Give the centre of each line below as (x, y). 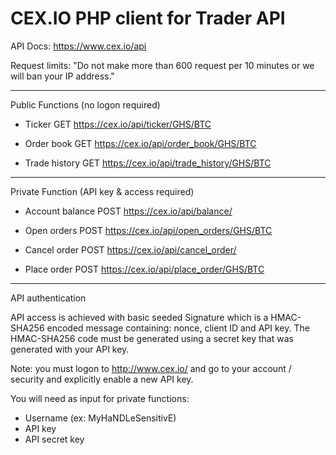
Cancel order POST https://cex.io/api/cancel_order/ (130, 249)
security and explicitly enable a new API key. (102, 379)
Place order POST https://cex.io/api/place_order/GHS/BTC (144, 269)
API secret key (54, 439)
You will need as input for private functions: (100, 398)
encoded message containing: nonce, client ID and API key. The (178, 328)
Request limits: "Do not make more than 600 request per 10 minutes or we (162, 65)
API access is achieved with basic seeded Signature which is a (139, 317)
